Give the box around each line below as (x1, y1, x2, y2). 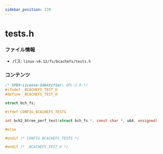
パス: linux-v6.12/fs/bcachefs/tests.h (12, 58, 91, 64)
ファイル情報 (5, 46, 36, 53)
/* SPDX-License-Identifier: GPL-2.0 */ (5, 83, 89, 88)
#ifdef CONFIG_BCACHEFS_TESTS (5, 109, 67, 114)
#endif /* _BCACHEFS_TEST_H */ (5, 144, 69, 150)
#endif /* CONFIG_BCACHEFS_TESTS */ (5, 136, 79, 141)
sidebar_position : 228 (5, 7, 51, 12)
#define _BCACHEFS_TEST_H (5, 92, 57, 97)
